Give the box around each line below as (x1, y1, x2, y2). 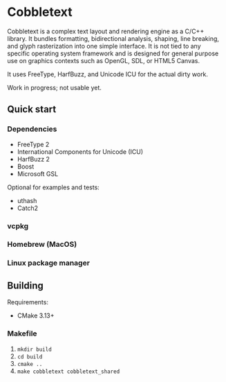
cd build (17, 353, 43, 361)
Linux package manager (7, 258, 90, 268)
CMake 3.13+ (17, 311, 55, 320)
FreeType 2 (17, 140, 50, 148)
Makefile (7, 329, 37, 338)
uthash (17, 196, 37, 205)
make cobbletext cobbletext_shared (17, 368, 120, 375)
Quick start (7, 103, 57, 115)
